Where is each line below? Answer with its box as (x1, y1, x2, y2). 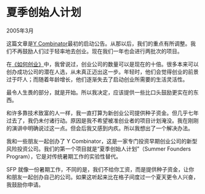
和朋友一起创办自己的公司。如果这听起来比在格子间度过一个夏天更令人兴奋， (6, 173, 199, 181)
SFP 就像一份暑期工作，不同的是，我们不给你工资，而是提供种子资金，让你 (6, 165, 195, 173)
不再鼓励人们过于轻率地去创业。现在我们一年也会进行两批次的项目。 (11, 47, 183, 55)
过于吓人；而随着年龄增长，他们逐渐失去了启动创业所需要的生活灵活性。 (6, 76, 188, 83)
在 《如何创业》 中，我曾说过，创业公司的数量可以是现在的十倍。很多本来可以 (6, 60, 199, 68)
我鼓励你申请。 (6, 181, 44, 188)
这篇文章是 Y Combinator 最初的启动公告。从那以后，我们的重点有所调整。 (6, 40, 191, 47)
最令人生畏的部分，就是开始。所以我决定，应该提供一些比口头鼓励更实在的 (6, 88, 193, 96)
